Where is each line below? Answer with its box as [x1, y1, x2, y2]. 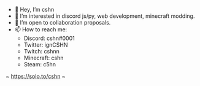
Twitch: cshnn [23, 48, 60, 55]
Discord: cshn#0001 [23, 34, 75, 42]
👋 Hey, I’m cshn [14, 6, 55, 13]
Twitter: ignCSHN [23, 41, 68, 49]
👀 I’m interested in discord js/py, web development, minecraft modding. [14, 12, 195, 20]
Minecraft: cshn [23, 54, 64, 61]
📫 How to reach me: [14, 26, 67, 33]
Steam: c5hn [23, 61, 56, 68]
